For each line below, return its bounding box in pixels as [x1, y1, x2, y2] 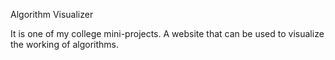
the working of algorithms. [10, 39, 120, 50]
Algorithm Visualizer [10, 9, 94, 20]
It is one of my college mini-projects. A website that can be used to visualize [10, 28, 325, 39]
